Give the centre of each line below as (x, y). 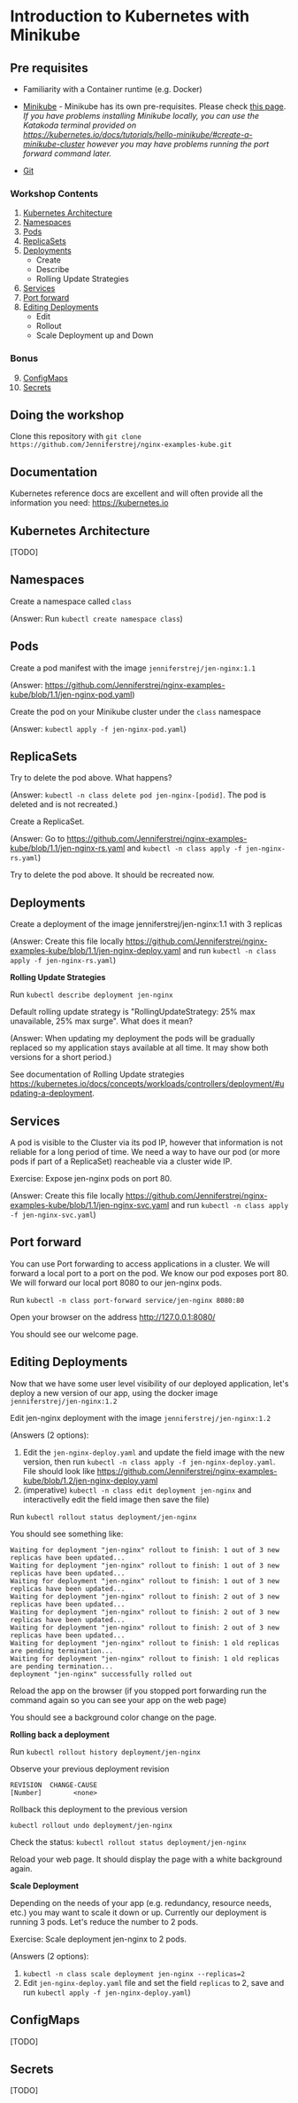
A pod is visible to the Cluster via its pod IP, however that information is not (147, 1142)
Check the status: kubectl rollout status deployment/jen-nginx (128, 1841)
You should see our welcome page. (74, 1334)
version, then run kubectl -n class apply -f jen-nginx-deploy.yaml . (149, 1462)
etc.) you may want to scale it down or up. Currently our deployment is (138, 1912)
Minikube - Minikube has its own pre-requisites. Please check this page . (154, 106)
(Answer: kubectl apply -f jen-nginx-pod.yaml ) (98, 728)
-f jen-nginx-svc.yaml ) (53, 1215)
